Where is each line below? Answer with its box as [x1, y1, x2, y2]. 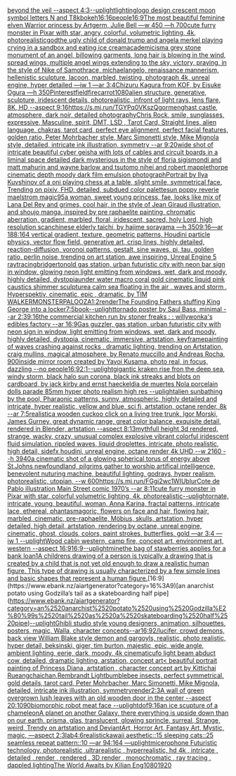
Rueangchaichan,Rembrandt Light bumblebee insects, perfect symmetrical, [7, 671, 225, 680]
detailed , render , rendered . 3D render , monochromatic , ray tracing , [7, 753, 211, 762]
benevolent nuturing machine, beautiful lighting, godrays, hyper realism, [7, 469, 216, 478]
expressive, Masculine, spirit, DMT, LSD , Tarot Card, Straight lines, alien [7, 118, 217, 126]
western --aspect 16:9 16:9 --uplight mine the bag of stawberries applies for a [7, 545, 226, 552]
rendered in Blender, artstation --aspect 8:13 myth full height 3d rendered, [7, 425, 218, 433]
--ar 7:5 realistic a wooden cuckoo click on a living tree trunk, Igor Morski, [7, 409, 218, 418]
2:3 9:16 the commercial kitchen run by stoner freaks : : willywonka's [17, 312, 213, 321]
